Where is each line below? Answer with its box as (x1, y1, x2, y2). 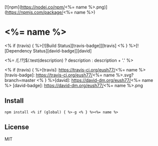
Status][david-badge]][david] (33, 48, 92, 53)
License (4, 123, 29, 131)
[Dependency (4, 48, 32, 53)
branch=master (4, 77, 36, 83)
